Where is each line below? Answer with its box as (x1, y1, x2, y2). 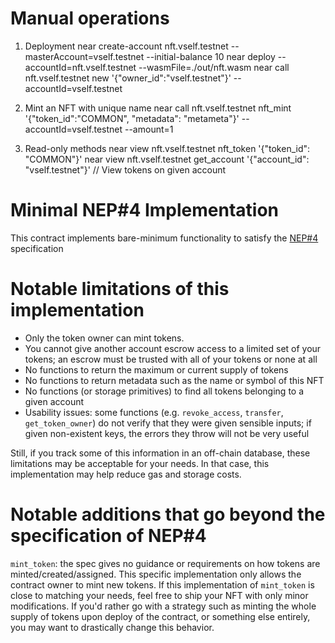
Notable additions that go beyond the (10, 503, 326, 526)
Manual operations (10, 7, 170, 30)
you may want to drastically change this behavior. (10, 621, 215, 633)
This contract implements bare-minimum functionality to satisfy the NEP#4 (10, 232, 319, 244)
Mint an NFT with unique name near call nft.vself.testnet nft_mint (24, 102, 292, 114)
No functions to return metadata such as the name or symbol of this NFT (24, 374, 325, 386)
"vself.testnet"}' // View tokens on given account (24, 163, 227, 176)
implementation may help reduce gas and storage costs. (10, 468, 242, 480)
